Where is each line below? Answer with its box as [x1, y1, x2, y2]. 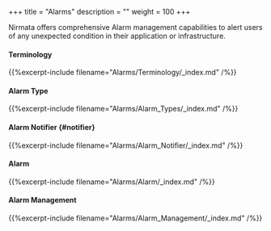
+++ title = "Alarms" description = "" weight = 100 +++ [8, 7, 191, 16]
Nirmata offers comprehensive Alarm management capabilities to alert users [8, 23, 263, 31]
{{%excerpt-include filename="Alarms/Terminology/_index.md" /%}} [8, 68, 237, 78]
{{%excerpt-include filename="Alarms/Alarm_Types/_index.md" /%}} [8, 104, 239, 114]
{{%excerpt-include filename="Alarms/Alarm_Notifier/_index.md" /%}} [8, 141, 243, 150]
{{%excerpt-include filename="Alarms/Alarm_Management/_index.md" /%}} [8, 213, 263, 223]
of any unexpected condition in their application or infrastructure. [8, 31, 227, 40]
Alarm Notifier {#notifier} [8, 123, 95, 132]
